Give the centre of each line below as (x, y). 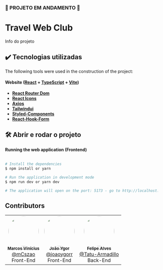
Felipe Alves (99, 249)
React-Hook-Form (31, 119)
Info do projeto (20, 41)
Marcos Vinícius (24, 249)
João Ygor (59, 249)
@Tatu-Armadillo (99, 254)
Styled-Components (33, 114)
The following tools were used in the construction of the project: (69, 71)
